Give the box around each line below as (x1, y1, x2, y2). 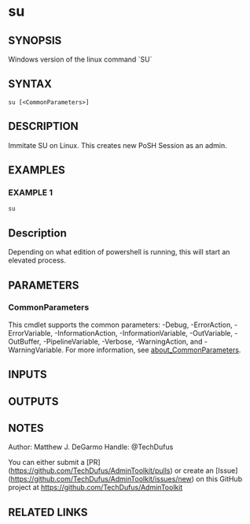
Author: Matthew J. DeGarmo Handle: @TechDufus (8, 442, 174, 452)
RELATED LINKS (8, 505, 88, 518)
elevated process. (8, 255, 67, 266)
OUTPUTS (8, 395, 59, 408)
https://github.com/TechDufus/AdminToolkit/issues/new (10, 474, 193, 484)
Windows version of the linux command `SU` (8, 54, 153, 64)
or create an (174, 466, 214, 475)
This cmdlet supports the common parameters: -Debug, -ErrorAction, (8, 320, 233, 329)
